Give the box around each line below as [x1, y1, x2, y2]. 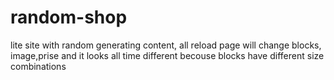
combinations [10, 60, 67, 72]
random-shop [10, 6, 128, 29]
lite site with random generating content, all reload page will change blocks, [10, 39, 322, 51]
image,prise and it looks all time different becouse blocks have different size [10, 49, 325, 61]
